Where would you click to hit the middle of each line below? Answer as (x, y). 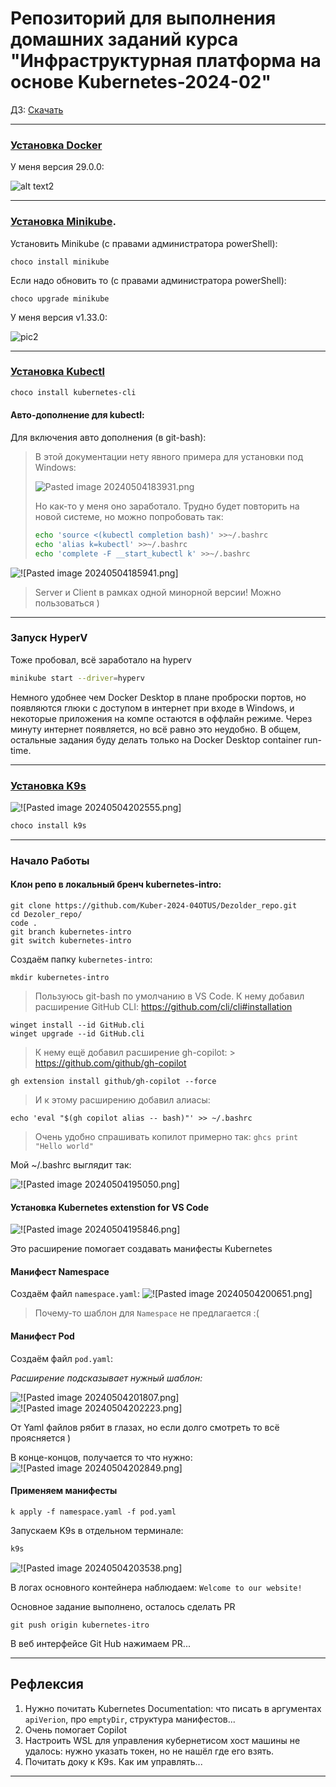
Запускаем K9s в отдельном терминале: (97, 1530)
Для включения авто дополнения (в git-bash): (108, 437)
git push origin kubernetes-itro (80, 1625)
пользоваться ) (67, 603)
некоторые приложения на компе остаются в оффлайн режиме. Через (161, 718)
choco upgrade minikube (60, 298)
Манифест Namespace (60, 1271)
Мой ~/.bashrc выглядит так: (71, 1165)
